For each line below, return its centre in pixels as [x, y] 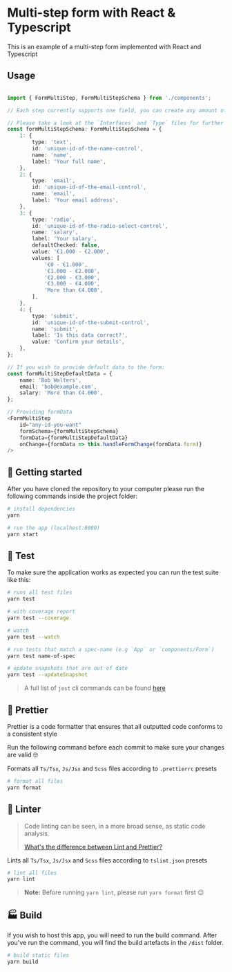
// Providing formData [40, 412]
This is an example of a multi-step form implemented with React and [104, 46]
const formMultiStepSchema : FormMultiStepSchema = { [85, 130]
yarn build [23, 962]
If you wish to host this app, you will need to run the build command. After [112, 935]
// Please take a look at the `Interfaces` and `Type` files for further [116, 123]
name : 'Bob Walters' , [50, 380]
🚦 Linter [24, 810]
